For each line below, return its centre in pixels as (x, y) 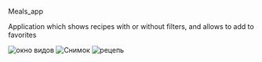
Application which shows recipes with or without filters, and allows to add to (131, 26)
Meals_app (25, 11)
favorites (22, 35)
